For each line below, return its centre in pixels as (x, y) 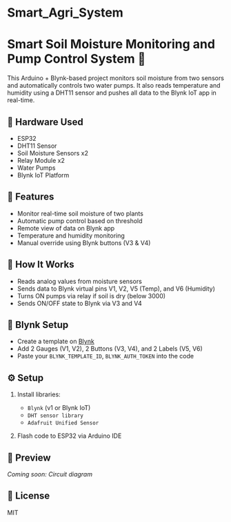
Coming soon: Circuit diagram (50, 474)
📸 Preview (29, 457)
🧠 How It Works (41, 265)
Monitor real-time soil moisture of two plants (80, 213)
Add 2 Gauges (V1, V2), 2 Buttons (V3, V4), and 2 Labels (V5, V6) (110, 349)
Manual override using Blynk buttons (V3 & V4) (84, 242)
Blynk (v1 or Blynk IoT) (59, 408)
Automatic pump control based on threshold (80, 221)
